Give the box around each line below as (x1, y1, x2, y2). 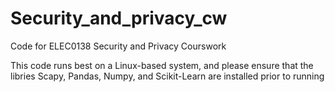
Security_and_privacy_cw (10, 7, 228, 30)
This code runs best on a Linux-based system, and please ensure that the (10, 59, 314, 71)
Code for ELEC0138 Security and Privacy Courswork (10, 40, 227, 52)
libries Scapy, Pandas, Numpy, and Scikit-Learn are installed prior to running (10, 70, 325, 82)
